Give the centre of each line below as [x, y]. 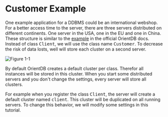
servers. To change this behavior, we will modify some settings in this [77, 104]
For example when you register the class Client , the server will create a [80, 94]
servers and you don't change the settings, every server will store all [76, 79]
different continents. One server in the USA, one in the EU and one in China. [83, 33]
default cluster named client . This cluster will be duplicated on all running [83, 99]
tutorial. [13, 110]
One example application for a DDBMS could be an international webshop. [81, 22]
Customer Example [46, 9]
